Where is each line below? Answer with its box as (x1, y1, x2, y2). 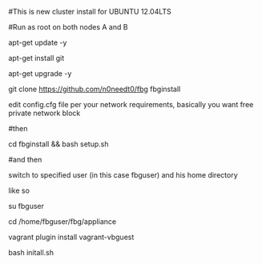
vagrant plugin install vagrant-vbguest (8, 232, 135, 242)
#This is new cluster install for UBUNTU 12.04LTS (8, 7, 172, 16)
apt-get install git (8, 54, 65, 62)
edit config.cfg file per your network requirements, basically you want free (8, 100, 254, 109)
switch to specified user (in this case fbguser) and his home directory (8, 170, 238, 179)
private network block (8, 108, 81, 118)
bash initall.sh (8, 248, 54, 257)
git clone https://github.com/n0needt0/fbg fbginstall (8, 84, 181, 94)
